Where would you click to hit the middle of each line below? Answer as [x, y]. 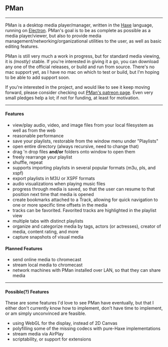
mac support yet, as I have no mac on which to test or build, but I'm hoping [82, 72]
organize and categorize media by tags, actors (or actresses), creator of [87, 226]
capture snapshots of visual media [48, 237]
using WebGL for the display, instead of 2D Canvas [65, 323]
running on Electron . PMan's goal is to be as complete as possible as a [78, 30]
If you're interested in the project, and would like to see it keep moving [77, 87]
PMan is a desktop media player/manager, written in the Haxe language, [79, 25]
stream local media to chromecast [47, 265]
